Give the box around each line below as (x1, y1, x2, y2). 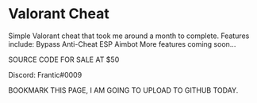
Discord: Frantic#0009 (8, 70, 82, 79)
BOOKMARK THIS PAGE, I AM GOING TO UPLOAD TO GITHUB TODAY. (8, 85, 239, 95)
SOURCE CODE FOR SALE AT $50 (8, 55, 120, 64)
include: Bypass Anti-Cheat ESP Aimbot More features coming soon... (8, 39, 236, 48)
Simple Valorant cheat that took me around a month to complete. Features (8, 31, 250, 40)
